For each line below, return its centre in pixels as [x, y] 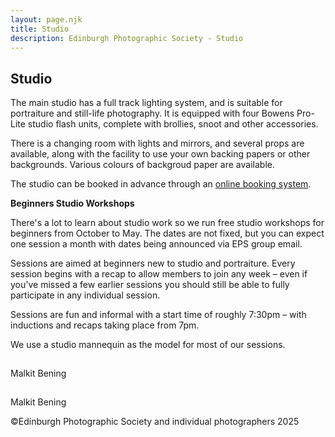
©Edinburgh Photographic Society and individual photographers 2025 [155, 422]
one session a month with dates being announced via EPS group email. [156, 244]
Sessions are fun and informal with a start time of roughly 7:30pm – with [158, 315]
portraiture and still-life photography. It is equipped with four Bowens [152, 113]
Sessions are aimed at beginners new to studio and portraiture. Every [153, 263]
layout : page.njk [46, 19]
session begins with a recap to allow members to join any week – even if [159, 274]
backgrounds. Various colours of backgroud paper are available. [142, 165]
